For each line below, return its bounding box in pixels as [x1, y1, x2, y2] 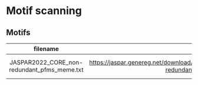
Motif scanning [6, 4, 82, 18]
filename [33, 45, 59, 53]
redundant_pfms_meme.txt [9, 66, 84, 74]
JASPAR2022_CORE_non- [9, 59, 84, 66]
